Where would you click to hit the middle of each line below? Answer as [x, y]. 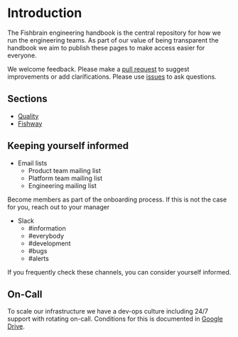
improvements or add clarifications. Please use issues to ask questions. [112, 77]
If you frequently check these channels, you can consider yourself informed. [119, 272]
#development [49, 243]
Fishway [30, 123]
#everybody [46, 236]
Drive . [16, 326]
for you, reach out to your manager [59, 206]
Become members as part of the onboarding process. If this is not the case [117, 199]
